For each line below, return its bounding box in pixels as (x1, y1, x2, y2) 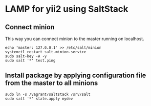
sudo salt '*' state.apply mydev (5, 96, 73, 101)
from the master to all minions (5, 79, 98, 87)
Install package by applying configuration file (5, 71, 146, 80)
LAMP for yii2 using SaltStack (5, 3, 129, 15)
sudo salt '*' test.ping (5, 58, 56, 63)
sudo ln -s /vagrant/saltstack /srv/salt (5, 92, 91, 97)
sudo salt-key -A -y (5, 54, 47, 59)
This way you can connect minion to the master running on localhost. (5, 36, 144, 42)
